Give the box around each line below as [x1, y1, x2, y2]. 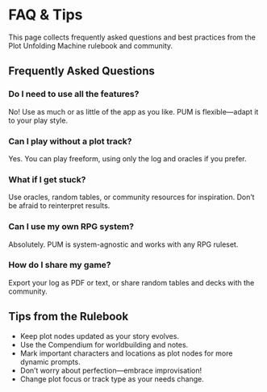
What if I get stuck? [8, 173, 86, 185]
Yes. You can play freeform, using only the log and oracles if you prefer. [8, 153, 248, 163]
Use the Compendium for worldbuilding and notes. [19, 340, 189, 349]
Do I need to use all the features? [8, 89, 140, 100]
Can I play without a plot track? [8, 136, 132, 147]
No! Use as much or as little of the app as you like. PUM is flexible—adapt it [8, 106, 259, 116]
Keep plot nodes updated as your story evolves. [19, 331, 180, 340]
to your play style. [8, 115, 69, 125]
